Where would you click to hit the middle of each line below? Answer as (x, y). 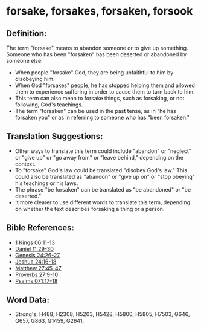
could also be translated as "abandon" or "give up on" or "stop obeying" (105, 176)
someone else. (25, 61)
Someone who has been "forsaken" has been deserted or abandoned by (97, 54)
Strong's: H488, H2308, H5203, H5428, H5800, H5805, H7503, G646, (102, 314)
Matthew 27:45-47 (38, 268)
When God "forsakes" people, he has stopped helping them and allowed (105, 85)
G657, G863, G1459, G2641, (49, 321)
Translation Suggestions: (55, 136)
